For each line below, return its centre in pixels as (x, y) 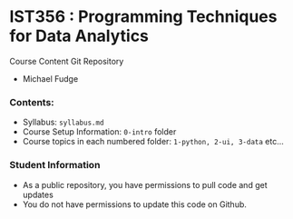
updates (38, 194)
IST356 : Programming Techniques (143, 17)
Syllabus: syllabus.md (63, 122)
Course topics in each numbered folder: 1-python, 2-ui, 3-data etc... (153, 142)
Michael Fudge (50, 78)
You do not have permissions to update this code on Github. (135, 204)
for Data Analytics (79, 36)
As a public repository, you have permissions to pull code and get (145, 184)
